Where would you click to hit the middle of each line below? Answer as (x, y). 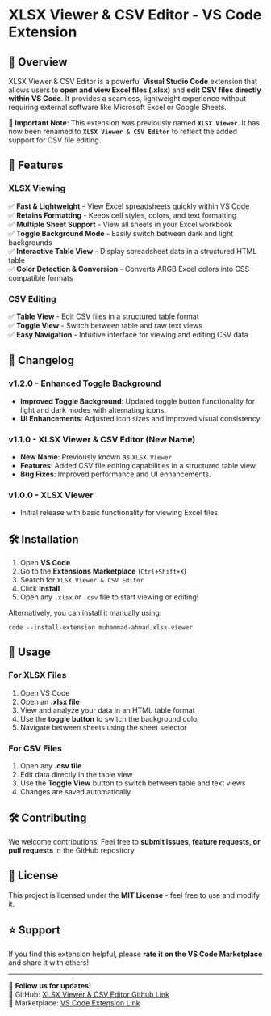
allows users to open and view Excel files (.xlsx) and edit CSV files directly (135, 90)
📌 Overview (38, 62)
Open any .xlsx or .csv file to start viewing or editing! (109, 597)
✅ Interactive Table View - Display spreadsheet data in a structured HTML (133, 251)
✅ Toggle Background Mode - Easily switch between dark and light (121, 233)
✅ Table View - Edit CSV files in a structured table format (104, 316)
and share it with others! (48, 962)
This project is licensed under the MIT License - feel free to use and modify (134, 895)
